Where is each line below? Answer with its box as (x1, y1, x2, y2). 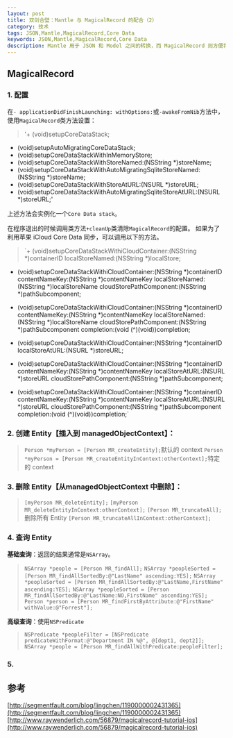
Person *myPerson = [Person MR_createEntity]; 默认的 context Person (24, 445, 223, 453)
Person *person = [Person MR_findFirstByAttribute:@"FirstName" (24, 598, 214, 605)
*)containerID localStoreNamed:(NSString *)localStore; (24, 254, 182, 262)
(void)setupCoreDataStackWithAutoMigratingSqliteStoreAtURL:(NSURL (17, 187, 221, 196)
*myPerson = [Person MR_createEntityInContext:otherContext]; (24, 455, 208, 462)
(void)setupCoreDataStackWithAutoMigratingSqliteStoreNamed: (17, 165, 201, 174)
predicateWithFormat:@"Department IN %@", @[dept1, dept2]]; (24, 637, 205, 644)
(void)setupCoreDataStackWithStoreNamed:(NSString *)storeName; (17, 158, 212, 167)
